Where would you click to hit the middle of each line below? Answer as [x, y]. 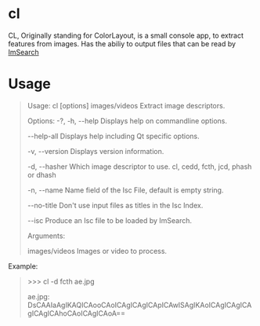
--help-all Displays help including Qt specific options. [113, 136]
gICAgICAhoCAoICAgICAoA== [76, 313]
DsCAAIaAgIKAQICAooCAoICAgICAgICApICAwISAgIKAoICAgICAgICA [139, 305]
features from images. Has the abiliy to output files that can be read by [122, 43]
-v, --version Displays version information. [96, 151]
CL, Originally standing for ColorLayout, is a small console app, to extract [126, 35]
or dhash [42, 174]
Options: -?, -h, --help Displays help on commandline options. [127, 121]
